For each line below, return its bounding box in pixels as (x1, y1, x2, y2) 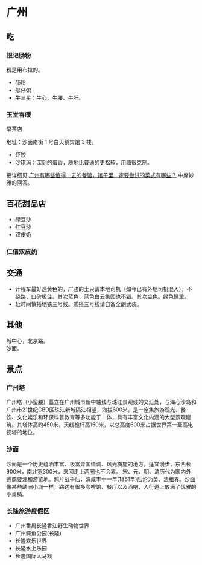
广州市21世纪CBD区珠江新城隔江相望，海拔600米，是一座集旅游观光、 (6, 406, 181, 413)
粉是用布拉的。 (6, 66, 43, 73)
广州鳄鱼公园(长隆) (14, 529, 62, 537)
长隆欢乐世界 (14, 537, 47, 544)
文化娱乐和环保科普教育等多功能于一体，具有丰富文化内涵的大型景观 (16, 414, 186, 421)
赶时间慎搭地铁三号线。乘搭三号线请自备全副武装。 (14, 300, 142, 307)
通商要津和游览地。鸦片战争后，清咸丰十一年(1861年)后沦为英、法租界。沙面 (6, 475, 195, 483)
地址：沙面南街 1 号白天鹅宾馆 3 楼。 (6, 139, 98, 146)
